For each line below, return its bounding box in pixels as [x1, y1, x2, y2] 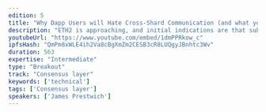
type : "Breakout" [8, 63, 66, 71]
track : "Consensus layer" [8, 70, 93, 78]
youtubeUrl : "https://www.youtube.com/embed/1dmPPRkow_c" [8, 33, 203, 42]
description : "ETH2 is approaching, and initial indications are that [8, 26, 246, 34]
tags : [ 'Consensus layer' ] [8, 84, 97, 93]
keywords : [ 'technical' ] [8, 77, 90, 85]
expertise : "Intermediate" [8, 56, 97, 64]
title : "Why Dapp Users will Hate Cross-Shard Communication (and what [8, 19, 249, 27]
